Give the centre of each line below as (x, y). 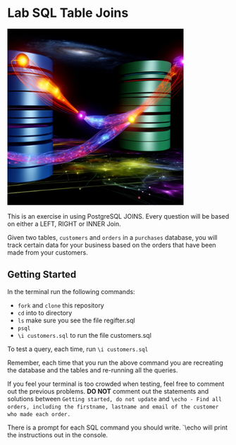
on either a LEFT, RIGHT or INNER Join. (64, 224)
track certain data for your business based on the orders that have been (112, 245)
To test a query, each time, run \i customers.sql (78, 349)
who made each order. (39, 414)
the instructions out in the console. (57, 434)
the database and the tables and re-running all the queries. (93, 370)
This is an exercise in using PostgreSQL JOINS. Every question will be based (118, 216)
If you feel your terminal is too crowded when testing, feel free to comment (116, 384)
